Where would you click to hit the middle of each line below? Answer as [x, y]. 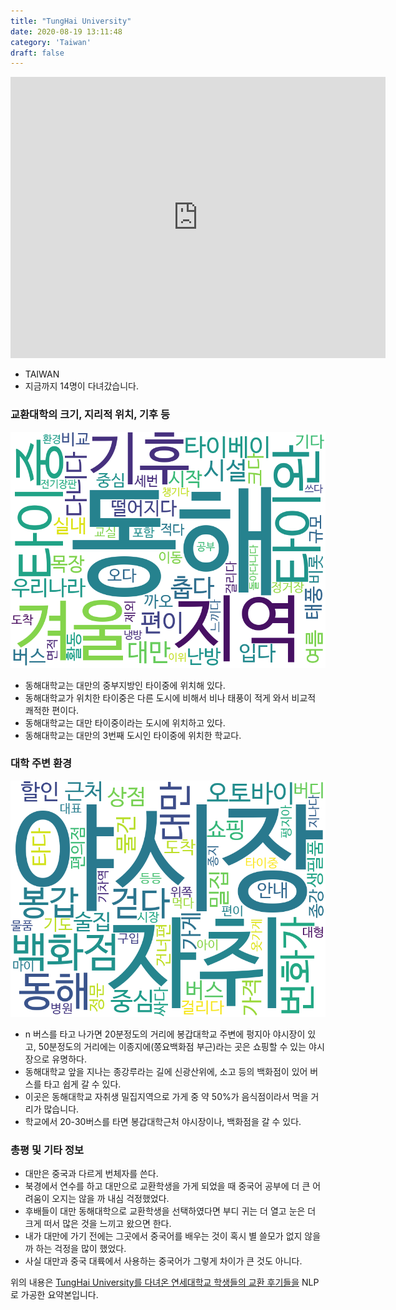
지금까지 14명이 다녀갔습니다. [82, 386]
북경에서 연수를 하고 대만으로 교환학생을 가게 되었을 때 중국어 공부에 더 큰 [167, 1186]
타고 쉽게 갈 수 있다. [82, 1084]
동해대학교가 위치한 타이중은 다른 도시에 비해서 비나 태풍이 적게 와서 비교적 [170, 697]
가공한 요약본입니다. [59, 1295]
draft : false [37, 53]
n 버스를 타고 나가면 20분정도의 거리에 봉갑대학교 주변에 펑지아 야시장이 [165, 1034]
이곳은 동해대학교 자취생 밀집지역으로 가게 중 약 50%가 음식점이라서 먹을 [166, 1096]
